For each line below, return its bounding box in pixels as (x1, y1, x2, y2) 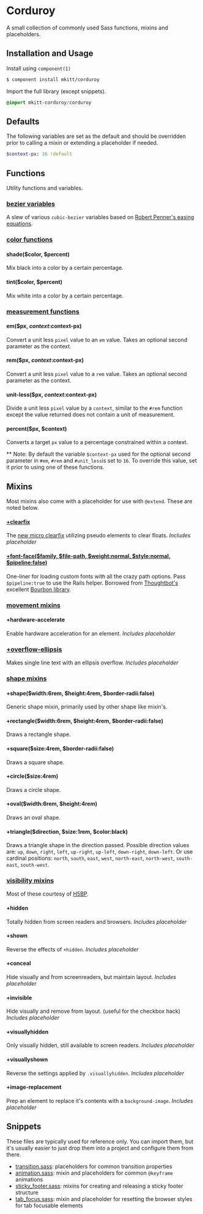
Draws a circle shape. (6, 786, 61, 793)
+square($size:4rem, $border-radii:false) (6, 745, 114, 752)
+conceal (6, 959, 31, 967)
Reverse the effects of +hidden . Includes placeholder (6, 945, 139, 953)
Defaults (6, 116, 40, 126)
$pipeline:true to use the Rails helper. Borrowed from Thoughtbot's (6, 579, 179, 586)
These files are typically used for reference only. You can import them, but (6, 1137, 194, 1145)
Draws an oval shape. (6, 813, 61, 821)
